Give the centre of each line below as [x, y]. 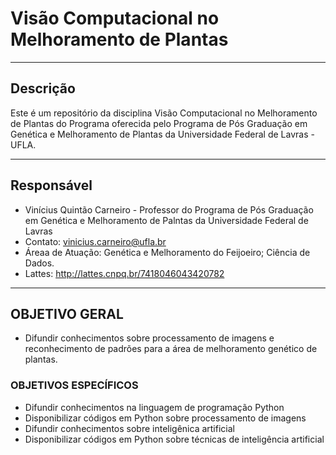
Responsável [51, 185]
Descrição [43, 88]
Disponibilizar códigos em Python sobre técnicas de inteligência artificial [174, 439]
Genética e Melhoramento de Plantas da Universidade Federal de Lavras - [162, 134]
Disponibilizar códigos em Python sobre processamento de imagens [165, 418]
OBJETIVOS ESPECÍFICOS [74, 385]
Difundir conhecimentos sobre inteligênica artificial [129, 428]
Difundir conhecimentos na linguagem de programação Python [154, 407]
